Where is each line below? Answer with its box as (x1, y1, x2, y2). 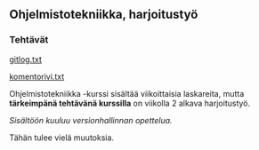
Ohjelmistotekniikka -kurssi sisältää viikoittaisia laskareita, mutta (9, 88, 245, 99)
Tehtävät (9, 34, 49, 46)
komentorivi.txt (9, 71, 65, 82)
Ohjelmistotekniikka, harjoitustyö (9, 7, 198, 22)
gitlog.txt (9, 53, 43, 65)
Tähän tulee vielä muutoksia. (9, 132, 114, 143)
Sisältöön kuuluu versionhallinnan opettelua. (9, 114, 173, 125)
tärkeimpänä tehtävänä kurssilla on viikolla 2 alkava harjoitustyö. (9, 98, 251, 108)
